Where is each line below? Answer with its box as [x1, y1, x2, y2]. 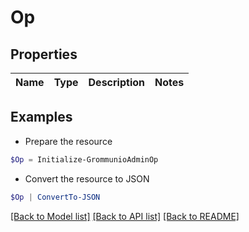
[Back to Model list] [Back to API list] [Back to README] [10, 210, 240, 222]
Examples [10, 109, 73, 126]
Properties [10, 46, 78, 63]
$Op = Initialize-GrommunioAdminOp [10, 154, 159, 165]
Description [88, 76, 145, 89]
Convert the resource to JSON [24, 172, 150, 185]
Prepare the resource [24, 135, 113, 147]
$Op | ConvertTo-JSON [10, 192, 101, 202]
